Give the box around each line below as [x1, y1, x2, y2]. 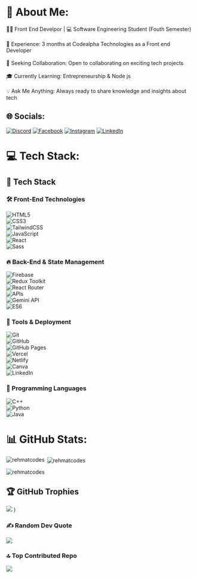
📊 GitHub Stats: [6, 432, 88, 446]
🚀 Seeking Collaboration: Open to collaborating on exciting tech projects [6, 59, 184, 66]
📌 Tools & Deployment [6, 317, 72, 326]
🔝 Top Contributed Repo [6, 552, 78, 560]
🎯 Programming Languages [6, 384, 87, 392]
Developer [6, 47, 32, 54]
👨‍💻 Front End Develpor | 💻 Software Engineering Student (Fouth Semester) [6, 25, 192, 32]
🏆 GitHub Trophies [6, 486, 79, 497]
